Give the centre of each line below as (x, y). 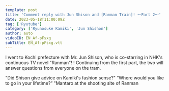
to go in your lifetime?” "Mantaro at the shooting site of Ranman (72, 83)
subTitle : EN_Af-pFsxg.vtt (34, 43)
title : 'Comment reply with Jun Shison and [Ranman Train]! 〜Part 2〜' (83, 15)
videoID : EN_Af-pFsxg (28, 38)
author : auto (19, 33)
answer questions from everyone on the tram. (53, 68)
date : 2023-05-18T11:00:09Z (35, 19)
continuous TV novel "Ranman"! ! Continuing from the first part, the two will (84, 62)
